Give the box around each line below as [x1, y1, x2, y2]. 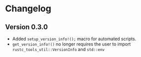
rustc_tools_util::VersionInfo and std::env [12, 47, 105, 52]
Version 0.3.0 [5, 23, 48, 31]
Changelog [5, 3, 51, 14]
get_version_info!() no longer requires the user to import [12, 41, 131, 47]
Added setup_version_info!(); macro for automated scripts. [12, 36, 137, 42]
